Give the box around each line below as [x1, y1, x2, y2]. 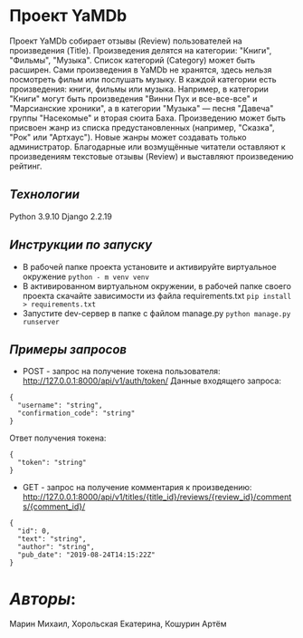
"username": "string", [17, 401, 103, 411]
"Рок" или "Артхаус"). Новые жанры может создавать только [9, 131, 247, 142]
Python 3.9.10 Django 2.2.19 [9, 210, 113, 222]
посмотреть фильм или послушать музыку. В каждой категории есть [9, 73, 278, 84]
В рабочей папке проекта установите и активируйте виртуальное [22, 261, 278, 272]
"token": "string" [17, 459, 88, 468]
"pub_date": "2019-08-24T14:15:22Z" [17, 550, 156, 560]
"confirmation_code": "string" [17, 409, 136, 418]
